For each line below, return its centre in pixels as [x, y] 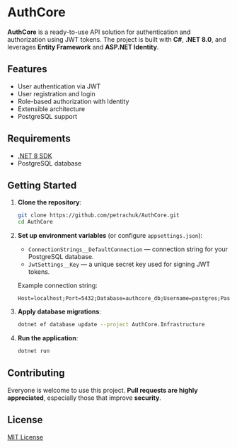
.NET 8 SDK [35, 156]
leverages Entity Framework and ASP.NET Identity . [83, 47]
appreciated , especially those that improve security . [84, 398]
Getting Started [42, 185]
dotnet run [34, 351]
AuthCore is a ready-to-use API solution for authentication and [99, 32]
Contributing [36, 373]
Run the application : [48, 338]
